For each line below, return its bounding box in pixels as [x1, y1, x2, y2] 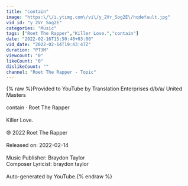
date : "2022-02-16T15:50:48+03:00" [6, 36, 94, 42]
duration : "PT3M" [6, 47, 49, 53]
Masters [6, 92, 27, 99]
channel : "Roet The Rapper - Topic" [6, 69, 96, 75]
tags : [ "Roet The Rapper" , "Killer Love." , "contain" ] [6, 31, 139, 37]
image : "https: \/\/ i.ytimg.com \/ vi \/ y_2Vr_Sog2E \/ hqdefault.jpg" [6, 14, 170, 20]
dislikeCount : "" [6, 63, 49, 70]
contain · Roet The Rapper [6, 104, 70, 111]
